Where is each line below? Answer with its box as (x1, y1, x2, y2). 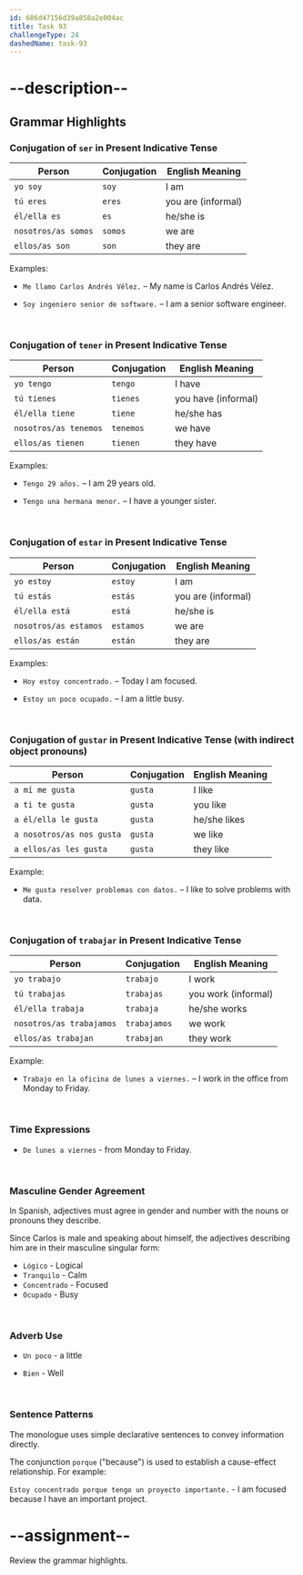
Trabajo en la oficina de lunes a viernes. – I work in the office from (22, 1073, 288, 1085)
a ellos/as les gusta (14, 844, 107, 855)
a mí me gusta (14, 785, 76, 796)
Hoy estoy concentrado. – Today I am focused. (22, 675, 197, 686)
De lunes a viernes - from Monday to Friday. (22, 1144, 193, 1155)
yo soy (14, 181, 43, 192)
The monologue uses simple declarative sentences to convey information (9, 1428, 285, 1440)
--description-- (9, 78, 129, 98)
